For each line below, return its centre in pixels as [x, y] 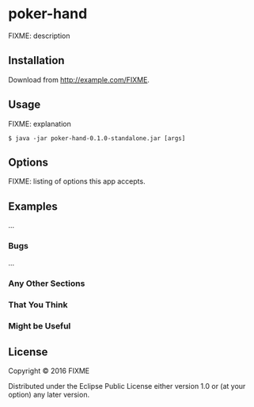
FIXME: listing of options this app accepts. [77, 181]
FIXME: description [39, 36]
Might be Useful [40, 326]
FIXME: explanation [40, 124]
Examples [33, 206]
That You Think [38, 305]
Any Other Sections [47, 283]
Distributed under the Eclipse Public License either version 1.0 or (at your [127, 386]
